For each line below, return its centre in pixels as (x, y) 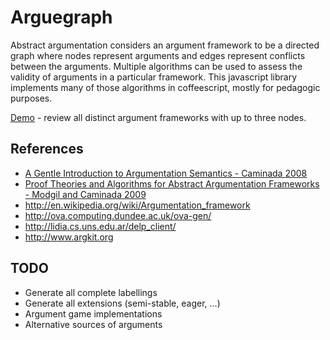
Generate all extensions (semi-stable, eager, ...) (122, 303)
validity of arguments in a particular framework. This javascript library (154, 77)
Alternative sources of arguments (93, 324)
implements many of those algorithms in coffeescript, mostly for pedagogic (165, 87)
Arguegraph (61, 17)
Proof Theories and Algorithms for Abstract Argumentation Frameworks (172, 183)
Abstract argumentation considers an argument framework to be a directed (165, 45)
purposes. (31, 98)
